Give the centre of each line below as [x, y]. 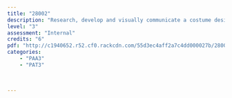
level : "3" [23, 26]
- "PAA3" [32, 59]
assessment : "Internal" [41, 33]
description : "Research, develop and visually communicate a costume [109, 20]
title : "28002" [29, 13]
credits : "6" [26, 39]
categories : [24, 52]
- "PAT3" [32, 65]
